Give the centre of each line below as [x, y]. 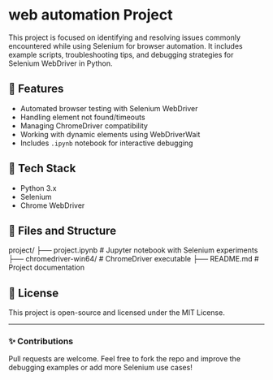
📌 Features [36, 89]
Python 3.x [38, 188]
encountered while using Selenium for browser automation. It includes [126, 45]
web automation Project [91, 15]
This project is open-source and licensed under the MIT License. [117, 313]
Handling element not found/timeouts [82, 117]
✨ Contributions [41, 341]
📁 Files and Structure [62, 230]
